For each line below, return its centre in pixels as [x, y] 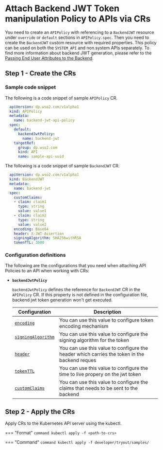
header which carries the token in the [102, 354]
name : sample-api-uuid [41, 157]
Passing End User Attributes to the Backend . [49, 58]
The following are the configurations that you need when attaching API [76, 266]
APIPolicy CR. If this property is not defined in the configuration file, [80, 295]
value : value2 [32, 224]
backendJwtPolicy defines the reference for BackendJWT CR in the [76, 289]
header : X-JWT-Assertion [39, 234]
